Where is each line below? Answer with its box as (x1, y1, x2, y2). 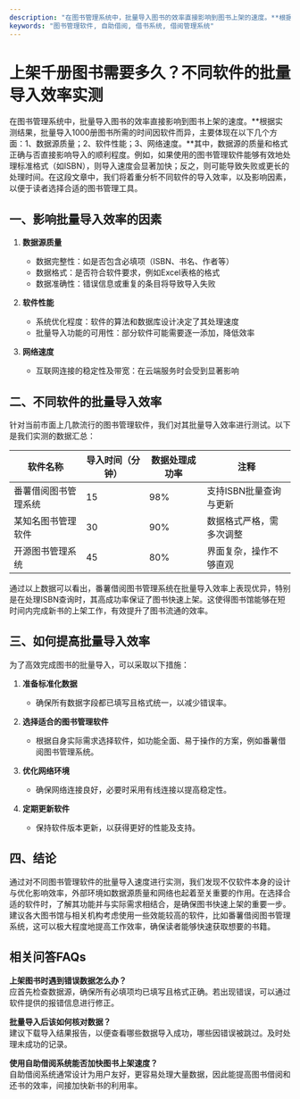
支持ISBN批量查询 (206, 485, 282, 497)
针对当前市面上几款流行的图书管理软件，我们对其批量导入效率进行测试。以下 (9, 420, 291, 430)
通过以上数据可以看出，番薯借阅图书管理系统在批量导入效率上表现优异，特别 (9, 583, 291, 594)
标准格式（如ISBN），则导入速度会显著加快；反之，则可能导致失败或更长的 (16, 161, 290, 171)
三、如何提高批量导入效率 (9, 634, 150, 649)
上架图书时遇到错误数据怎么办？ (9, 975, 127, 986)
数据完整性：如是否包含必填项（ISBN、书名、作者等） (35, 256, 235, 267)
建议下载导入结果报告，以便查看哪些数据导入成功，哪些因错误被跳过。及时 (9, 1028, 283, 1038)
